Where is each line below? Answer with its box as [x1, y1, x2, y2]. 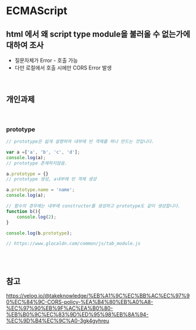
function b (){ [6, 208, 41, 214]
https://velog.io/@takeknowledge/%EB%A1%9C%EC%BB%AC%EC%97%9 [6, 292, 190, 299]
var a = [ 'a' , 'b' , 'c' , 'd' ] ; [6, 149, 81, 155]
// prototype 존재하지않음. [6, 160, 68, 166]
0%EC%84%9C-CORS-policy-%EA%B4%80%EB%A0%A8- [6, 299, 154, 306]
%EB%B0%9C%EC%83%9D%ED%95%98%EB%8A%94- [6, 311, 149, 318]
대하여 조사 [6, 40, 44, 50]
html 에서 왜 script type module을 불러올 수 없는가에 [6, 29, 190, 39]
